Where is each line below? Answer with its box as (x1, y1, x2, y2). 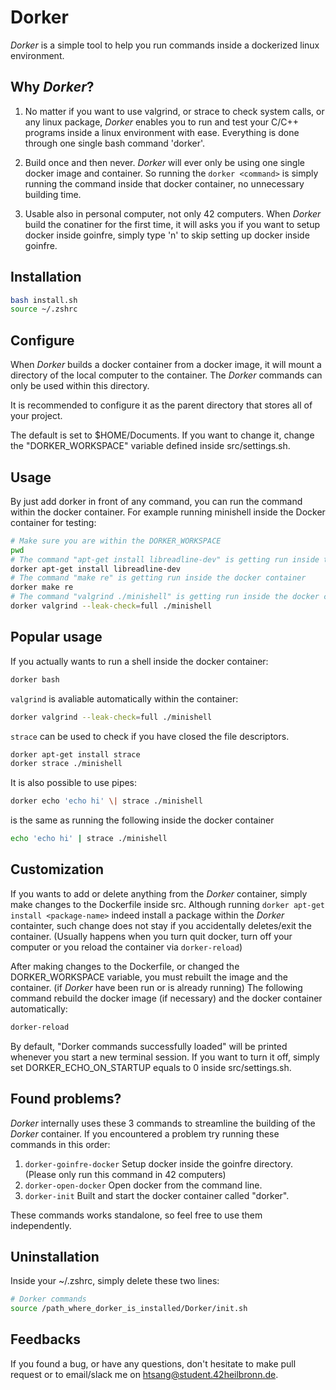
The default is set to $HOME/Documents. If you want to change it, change (10, 429, 315, 441)
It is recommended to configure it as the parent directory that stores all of (10, 399, 313, 411)
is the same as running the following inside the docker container (10, 814, 275, 826)
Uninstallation (10, 1248, 100, 1265)
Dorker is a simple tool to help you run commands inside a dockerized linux (10, 39, 320, 51)
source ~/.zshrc (10, 304, 78, 315)
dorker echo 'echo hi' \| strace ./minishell (10, 796, 203, 806)
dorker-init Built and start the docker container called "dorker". (24, 1189, 290, 1201)
